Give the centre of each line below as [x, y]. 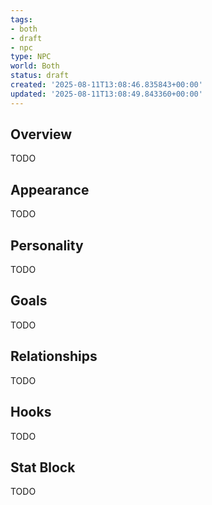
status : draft [40, 76]
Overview [41, 134]
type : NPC [31, 57]
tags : [21, 19]
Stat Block [43, 467]
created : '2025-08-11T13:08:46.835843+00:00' [106, 85]
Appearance [50, 189]
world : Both [35, 66]
